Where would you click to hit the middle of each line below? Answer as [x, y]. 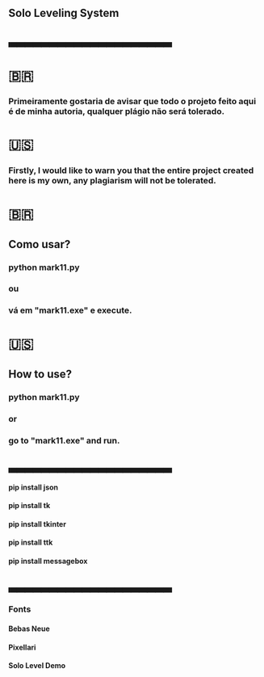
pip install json [34, 487]
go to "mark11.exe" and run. [64, 440]
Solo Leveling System [64, 13]
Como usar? [40, 244]
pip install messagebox [48, 561]
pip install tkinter [38, 524]
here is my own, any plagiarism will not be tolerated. [112, 181]
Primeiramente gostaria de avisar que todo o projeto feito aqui [132, 101]
